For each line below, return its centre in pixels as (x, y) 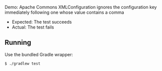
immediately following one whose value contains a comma (65, 12)
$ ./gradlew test (23, 64)
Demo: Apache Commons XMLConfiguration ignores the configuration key (81, 7)
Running (18, 43)
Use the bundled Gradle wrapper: (39, 54)
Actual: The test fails (33, 27)
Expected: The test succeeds (42, 22)
